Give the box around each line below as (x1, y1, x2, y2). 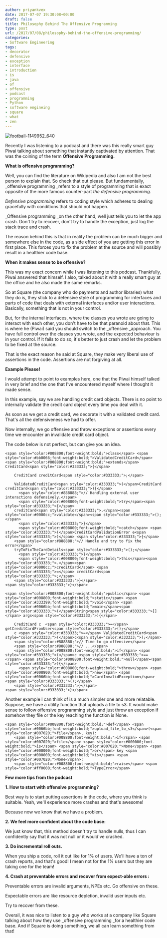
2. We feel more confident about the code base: (5, 818, 106, 824)
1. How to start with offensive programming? (5, 784, 99, 790)
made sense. (5, 386, 32, 392)
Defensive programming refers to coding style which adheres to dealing (5, 198, 153, 204)
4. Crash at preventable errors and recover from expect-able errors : (5, 873, 150, 879)
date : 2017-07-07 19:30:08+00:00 (5, 12, 75, 17)
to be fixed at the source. (5, 341, 57, 347)
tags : (5, 45, 16, 50)
